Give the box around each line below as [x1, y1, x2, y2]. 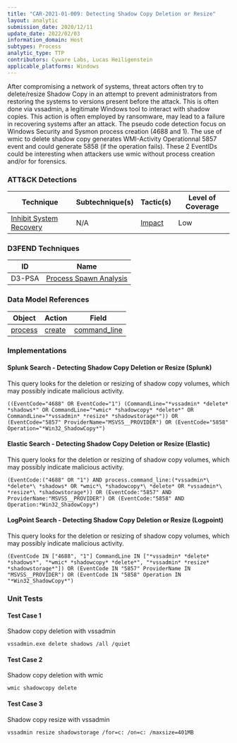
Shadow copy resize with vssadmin [7, 715, 110, 723]
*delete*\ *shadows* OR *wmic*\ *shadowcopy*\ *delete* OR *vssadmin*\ [7, 482, 222, 490]
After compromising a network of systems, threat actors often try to [7, 82, 204, 90]
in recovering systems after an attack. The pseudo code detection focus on [7, 119, 226, 128]
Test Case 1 [7, 611, 42, 620]
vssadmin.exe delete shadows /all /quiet [7, 641, 131, 648]
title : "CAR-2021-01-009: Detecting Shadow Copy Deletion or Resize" [7, 10, 217, 18]
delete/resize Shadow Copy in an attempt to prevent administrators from [7, 90, 217, 98]
